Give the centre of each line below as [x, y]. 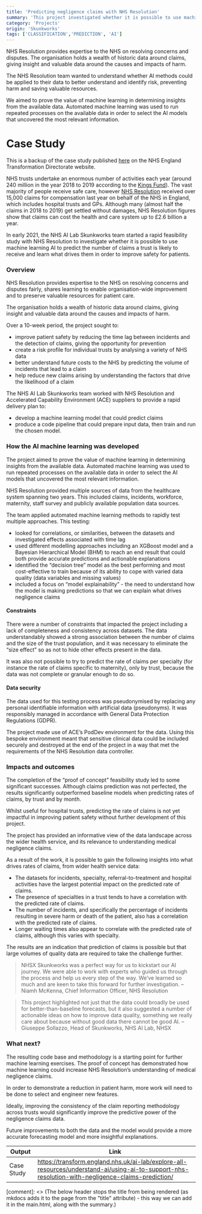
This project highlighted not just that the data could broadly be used [105, 1003]
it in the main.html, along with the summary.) [61, 1204]
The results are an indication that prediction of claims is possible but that [96, 947]
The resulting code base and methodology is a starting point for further [94, 1057]
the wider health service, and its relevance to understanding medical [91, 842]
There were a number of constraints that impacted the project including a [97, 624]
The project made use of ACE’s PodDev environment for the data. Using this [100, 732]
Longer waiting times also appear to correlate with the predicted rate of [103, 929]
